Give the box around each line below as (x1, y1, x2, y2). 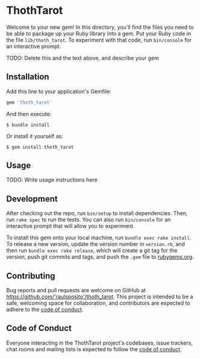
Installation (6, 72, 49, 82)
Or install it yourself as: (6, 132, 63, 140)
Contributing (6, 271, 55, 281)
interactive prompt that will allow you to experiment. (6, 222, 135, 230)
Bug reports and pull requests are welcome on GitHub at (6, 287, 146, 294)
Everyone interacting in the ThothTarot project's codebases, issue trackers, (6, 339, 193, 346)
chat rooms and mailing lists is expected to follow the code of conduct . (6, 345, 182, 352)
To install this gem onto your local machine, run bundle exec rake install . (6, 234, 192, 241)
